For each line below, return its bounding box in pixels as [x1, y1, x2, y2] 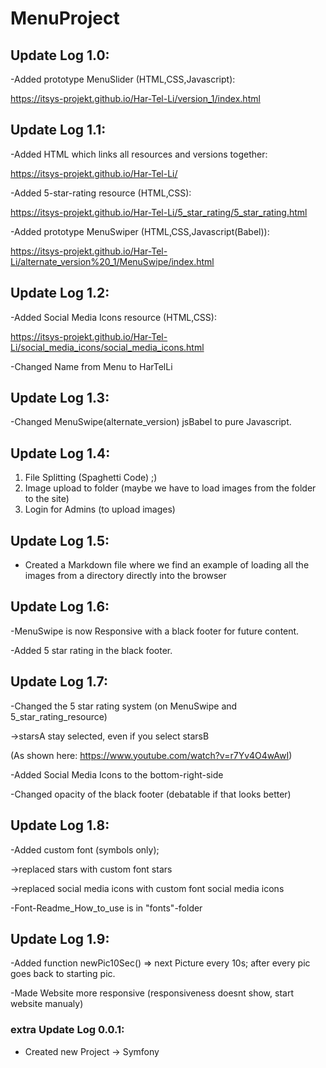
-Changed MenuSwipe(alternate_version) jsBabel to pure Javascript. [10, 416, 292, 428]
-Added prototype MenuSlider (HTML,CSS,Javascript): [10, 73, 236, 85]
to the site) [24, 493, 70, 505]
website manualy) [10, 998, 84, 1010]
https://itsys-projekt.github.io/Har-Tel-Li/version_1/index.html [10, 93, 261, 104]
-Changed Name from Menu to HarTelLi [10, 360, 173, 372]
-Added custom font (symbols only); [10, 843, 160, 856]
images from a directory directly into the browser [24, 570, 227, 582]
